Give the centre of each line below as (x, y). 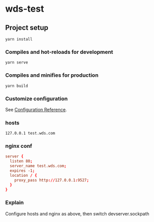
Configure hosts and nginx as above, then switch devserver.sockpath (78, 213)
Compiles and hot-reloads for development (59, 52)
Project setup (27, 28)
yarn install (19, 39)
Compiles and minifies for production (52, 75)
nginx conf (19, 146)
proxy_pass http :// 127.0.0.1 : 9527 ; (52, 180)
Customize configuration (37, 99)
